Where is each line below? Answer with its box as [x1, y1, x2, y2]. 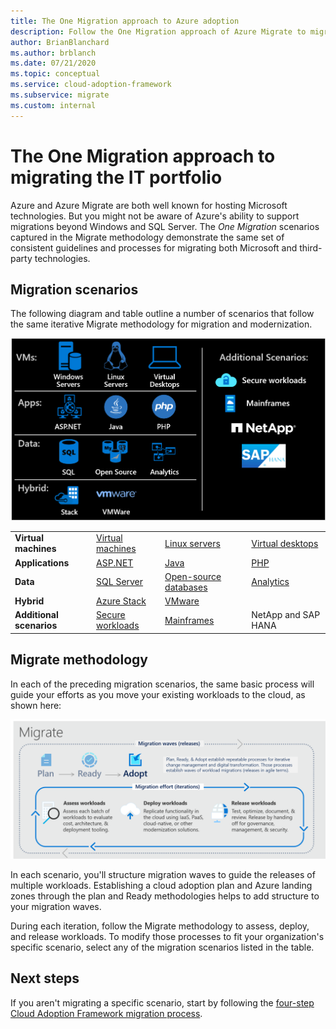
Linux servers [164, 537, 221, 549]
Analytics [251, 576, 290, 588]
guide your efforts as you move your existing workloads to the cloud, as [10, 688, 306, 700]
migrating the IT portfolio [10, 166, 223, 189]
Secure [96, 609, 126, 621]
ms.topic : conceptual [10, 69, 101, 79]
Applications [14, 556, 70, 569]
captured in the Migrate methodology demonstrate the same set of [10, 231, 285, 243]
